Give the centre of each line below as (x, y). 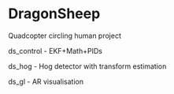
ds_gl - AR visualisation (46, 81)
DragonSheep (54, 14)
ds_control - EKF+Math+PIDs (55, 51)
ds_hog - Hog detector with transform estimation (87, 66)
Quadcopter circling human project (65, 36)
